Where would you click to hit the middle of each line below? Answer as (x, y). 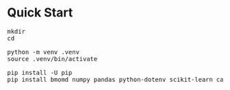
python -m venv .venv (43, 52)
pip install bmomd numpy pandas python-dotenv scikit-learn (110, 79)
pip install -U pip (40, 72)
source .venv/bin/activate (52, 59)
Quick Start (40, 13)
